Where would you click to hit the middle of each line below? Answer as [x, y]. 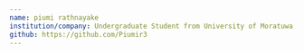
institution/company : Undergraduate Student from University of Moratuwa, [153, 26]
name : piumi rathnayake [54, 18]
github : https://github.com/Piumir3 [78, 34]
